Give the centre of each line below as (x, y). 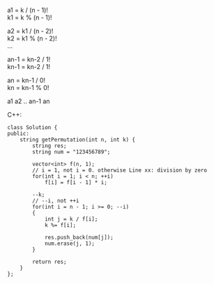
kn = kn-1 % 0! (28, 88)
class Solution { (32, 128)
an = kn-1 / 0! (26, 80)
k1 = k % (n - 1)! (30, 17)
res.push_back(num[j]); (79, 237)
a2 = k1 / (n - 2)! (30, 31)
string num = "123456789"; (71, 152)
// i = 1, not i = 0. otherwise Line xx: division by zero (120, 170)
